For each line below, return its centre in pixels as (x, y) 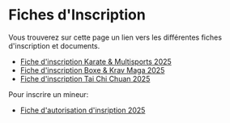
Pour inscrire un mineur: (49, 94)
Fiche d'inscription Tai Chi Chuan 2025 (85, 78)
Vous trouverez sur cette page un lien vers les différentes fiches (115, 37)
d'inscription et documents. (54, 45)
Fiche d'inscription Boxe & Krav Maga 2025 (92, 70)
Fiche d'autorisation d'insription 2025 (83, 110)
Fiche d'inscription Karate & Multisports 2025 (96, 61)
